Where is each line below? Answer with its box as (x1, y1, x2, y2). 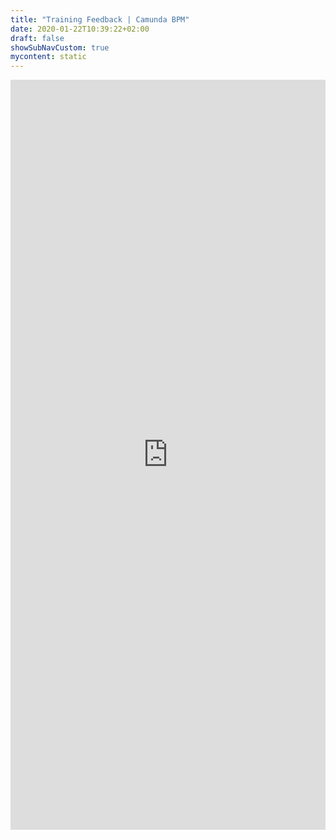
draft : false (10, 33, 65, 43)
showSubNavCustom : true (10, 42, 110, 53)
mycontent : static (10, 52, 87, 62)
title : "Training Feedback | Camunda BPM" (10, 14, 190, 25)
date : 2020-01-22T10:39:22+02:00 (10, 24, 150, 34)
